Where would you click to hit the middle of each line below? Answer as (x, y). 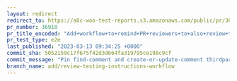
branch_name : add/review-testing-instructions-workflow (91, 66)
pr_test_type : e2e (34, 40)
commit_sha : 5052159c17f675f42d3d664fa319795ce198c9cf (89, 54)
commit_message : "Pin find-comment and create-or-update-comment (105, 60)
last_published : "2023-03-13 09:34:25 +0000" (75, 46)
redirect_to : (26, 20)
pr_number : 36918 (32, 27)
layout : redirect (32, 14)
